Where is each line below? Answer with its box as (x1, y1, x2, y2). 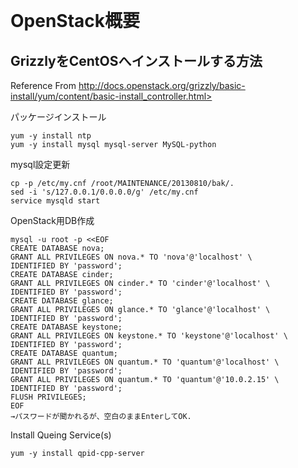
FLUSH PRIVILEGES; (10, 392, 87, 402)
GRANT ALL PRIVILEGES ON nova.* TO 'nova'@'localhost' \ (10, 252, 253, 262)
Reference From (10, 80, 77, 91)
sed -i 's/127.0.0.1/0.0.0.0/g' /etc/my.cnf (10, 187, 199, 197)
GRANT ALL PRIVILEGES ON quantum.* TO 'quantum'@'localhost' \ (10, 357, 280, 367)
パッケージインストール (10, 111, 107, 123)
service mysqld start (10, 196, 101, 206)
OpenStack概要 (10, 10, 141, 33)
